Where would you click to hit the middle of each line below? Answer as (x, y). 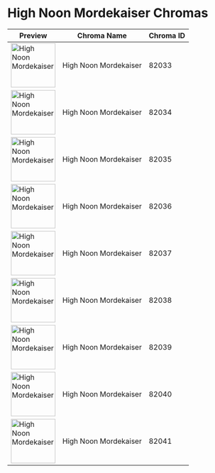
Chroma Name (102, 35)
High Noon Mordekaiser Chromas (108, 13)
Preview (33, 35)
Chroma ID (167, 35)
